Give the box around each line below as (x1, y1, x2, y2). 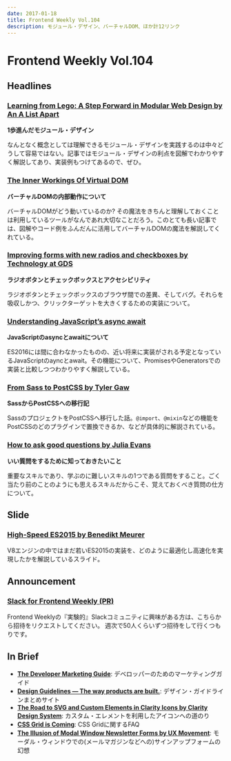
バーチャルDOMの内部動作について (7, 192, 107, 200)
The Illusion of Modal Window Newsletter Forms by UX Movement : (17, 729, 212, 737)
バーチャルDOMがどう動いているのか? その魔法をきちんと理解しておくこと (7, 206, 219, 215)
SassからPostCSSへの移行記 (7, 399, 90, 407)
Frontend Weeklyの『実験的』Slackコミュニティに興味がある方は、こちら (7, 613, 216, 622)
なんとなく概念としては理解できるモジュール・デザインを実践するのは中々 (7, 141, 218, 149)
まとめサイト (23, 695, 60, 704)
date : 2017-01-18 (7, 10, 57, 17)
